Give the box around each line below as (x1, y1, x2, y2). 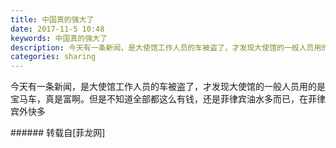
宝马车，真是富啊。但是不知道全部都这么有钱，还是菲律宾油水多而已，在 (10, 93, 308, 105)
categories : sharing (10, 52, 97, 62)
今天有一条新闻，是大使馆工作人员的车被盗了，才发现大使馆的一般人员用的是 (10, 81, 326, 93)
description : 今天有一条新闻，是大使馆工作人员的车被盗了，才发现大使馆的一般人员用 (10, 42, 322, 53)
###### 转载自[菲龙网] (10, 127, 106, 139)
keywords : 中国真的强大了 (10, 33, 108, 43)
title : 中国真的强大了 (10, 14, 95, 25)
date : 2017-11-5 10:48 (10, 24, 105, 34)
